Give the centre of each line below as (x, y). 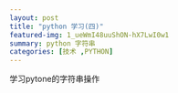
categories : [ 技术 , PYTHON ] (62, 52)
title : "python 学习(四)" (57, 26)
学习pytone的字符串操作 (55, 79)
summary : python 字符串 (52, 43)
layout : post (34, 18)
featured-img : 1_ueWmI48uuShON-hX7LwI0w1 (89, 35)
